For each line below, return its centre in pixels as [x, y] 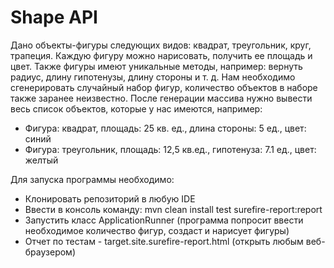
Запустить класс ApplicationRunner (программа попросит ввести [164, 220]
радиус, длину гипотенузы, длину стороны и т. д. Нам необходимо [153, 77]
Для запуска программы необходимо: [92, 179]
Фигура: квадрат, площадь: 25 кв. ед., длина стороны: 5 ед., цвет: [165, 128]
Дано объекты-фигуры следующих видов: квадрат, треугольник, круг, [161, 45]
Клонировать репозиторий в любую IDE [110, 198]
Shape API [54, 17]
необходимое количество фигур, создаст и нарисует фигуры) [157, 230]
